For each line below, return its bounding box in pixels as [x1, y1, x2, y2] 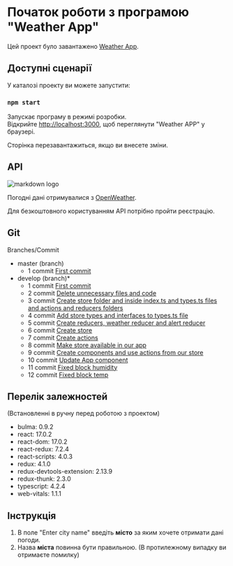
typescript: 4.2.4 [17, 482, 66, 491]
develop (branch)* [17, 274, 70, 282]
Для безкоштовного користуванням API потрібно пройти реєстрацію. [7, 207, 215, 215]
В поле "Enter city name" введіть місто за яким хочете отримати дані [17, 528, 224, 537]
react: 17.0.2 [17, 430, 52, 439]
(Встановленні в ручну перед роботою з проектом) [7, 409, 160, 418]
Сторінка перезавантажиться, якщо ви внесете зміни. [7, 141, 169, 150]
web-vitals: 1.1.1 [17, 490, 61, 498]
